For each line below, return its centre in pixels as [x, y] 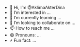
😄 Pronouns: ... [25, 35]
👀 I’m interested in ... [30, 12]
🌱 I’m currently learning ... [35, 18]
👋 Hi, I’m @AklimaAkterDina [37, 7]
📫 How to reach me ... [32, 28]
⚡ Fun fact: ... [23, 40]
